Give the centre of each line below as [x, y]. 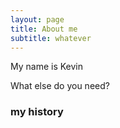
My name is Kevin [47, 67]
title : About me [44, 29]
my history [37, 112]
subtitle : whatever [51, 38]
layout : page [37, 19]
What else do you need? [60, 86]
